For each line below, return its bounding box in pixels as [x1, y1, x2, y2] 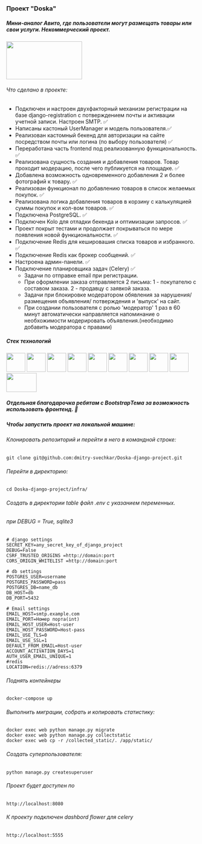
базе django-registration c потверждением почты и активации [15, 112, 175, 119]
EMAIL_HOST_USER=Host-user [6, 621, 74, 628]
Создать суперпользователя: [6, 751, 83, 758]
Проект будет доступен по [6, 782, 75, 789]
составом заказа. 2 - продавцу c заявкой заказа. [24, 285, 151, 292]
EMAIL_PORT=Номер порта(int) [6, 617, 80, 623]
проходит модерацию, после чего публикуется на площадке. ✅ [15, 165, 180, 172]
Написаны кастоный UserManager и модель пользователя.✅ [15, 125, 172, 132]
